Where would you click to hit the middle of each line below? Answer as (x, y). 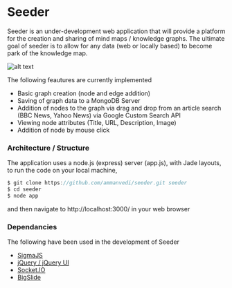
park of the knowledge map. (47, 53)
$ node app (23, 195)
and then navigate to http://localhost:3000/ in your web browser (99, 209)
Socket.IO (31, 270)
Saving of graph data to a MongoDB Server (79, 100)
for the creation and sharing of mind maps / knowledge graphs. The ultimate (116, 38)
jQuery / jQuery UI (43, 262)
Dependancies (32, 227)
